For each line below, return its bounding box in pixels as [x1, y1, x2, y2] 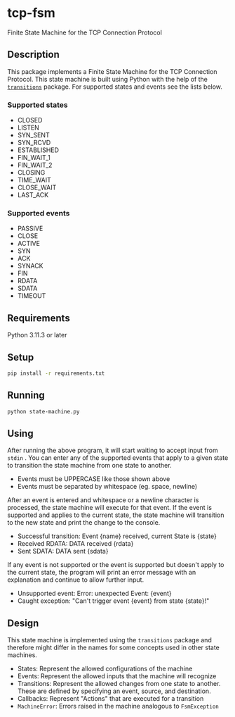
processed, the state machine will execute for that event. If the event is [7, 504, 213, 512]
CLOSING [17, 168, 46, 177]
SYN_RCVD [17, 139, 51, 147]
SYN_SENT [17, 131, 51, 139]
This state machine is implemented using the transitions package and [7, 636, 212, 644]
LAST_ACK [17, 191, 49, 199]
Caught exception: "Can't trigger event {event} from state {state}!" [17, 597, 210, 605]
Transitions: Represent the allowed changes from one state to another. [17, 680, 221, 688]
